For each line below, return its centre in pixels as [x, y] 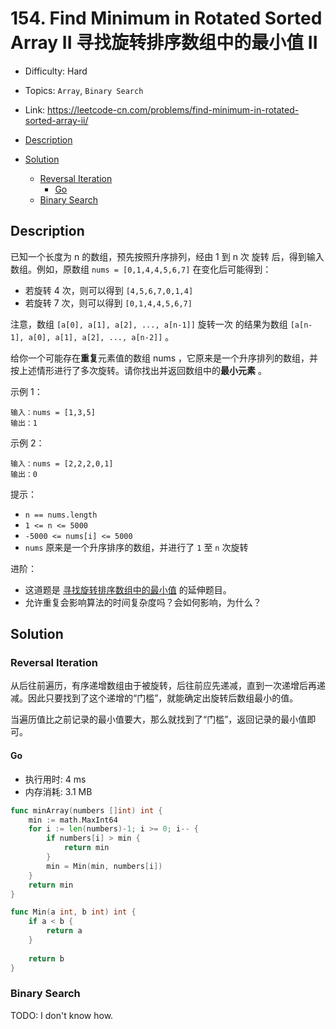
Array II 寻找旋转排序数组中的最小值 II [164, 43]
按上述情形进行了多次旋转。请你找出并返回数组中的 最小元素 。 [138, 370]
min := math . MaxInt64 [73, 820]
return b [46, 958]
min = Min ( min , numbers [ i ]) [104, 866]
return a [64, 931]
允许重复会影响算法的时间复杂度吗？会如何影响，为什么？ [143, 602]
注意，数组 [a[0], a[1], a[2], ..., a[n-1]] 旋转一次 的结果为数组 [149, 324]
